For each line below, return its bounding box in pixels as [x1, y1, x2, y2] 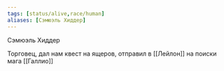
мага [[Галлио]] [7, 56, 54, 65]
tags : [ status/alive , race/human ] [7, 10, 105, 17]
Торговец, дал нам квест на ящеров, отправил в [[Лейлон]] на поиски [7, 49, 217, 58]
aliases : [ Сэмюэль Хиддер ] [7, 17, 86, 24]
